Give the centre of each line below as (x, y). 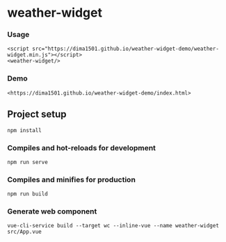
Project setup (37, 114)
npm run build (28, 194)
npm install (24, 130)
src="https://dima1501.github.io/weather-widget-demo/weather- (126, 49)
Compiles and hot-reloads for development (82, 147)
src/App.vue (24, 232)
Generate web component (52, 211)
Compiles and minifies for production (71, 179)
